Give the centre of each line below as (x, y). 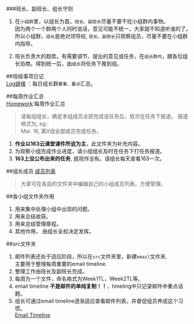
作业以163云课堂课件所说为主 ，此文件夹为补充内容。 (79, 144)
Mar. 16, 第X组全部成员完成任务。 (61, 131)
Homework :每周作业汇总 (36, 104)
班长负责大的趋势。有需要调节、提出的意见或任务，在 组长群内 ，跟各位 (99, 56)
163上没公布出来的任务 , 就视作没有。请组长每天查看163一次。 (90, 158)
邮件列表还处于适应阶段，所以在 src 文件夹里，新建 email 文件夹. (91, 256)
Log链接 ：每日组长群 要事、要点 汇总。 (51, 84)
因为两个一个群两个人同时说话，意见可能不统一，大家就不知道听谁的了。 (103, 29)
